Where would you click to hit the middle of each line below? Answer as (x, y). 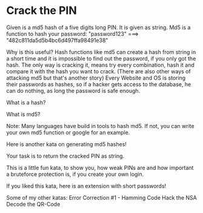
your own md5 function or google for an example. (68, 132)
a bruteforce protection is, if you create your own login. (75, 174)
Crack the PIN (42, 11)
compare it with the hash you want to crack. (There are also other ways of (98, 71)
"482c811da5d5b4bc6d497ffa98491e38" (57, 40)
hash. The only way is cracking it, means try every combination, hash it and (101, 65)
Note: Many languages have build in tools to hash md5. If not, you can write (101, 126)
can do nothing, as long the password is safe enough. (73, 90)
